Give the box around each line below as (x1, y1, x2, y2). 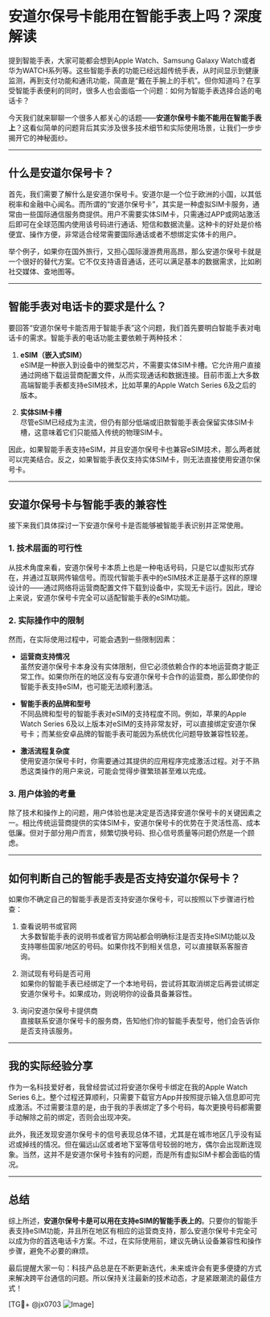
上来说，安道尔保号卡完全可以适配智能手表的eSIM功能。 (8, 593, 194, 602)
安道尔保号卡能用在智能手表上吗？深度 (8, 7, 263, 26)
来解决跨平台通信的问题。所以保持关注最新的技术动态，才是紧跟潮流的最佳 (8, 1273, 255, 1282)
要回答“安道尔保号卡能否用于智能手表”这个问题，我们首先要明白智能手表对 (8, 322, 255, 332)
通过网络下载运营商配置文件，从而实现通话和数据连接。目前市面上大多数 (19, 370, 260, 380)
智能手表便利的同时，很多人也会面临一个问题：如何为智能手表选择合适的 (14, 85, 255, 95)
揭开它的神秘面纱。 (8, 133, 72, 142)
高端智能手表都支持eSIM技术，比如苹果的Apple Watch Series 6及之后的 (19, 380, 257, 390)
